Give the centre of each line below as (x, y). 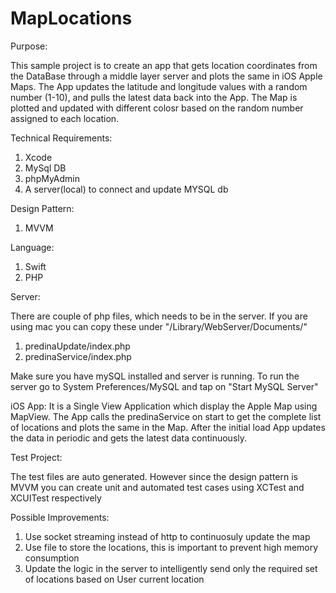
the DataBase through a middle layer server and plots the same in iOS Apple (166, 76)
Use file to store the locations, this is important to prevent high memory (171, 547)
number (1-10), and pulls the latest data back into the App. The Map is (154, 97)
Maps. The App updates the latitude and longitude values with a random (159, 86)
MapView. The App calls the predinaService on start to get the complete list (166, 416)
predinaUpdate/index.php (77, 346)
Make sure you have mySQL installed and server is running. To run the (155, 376)
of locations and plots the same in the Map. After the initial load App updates (168, 427)
